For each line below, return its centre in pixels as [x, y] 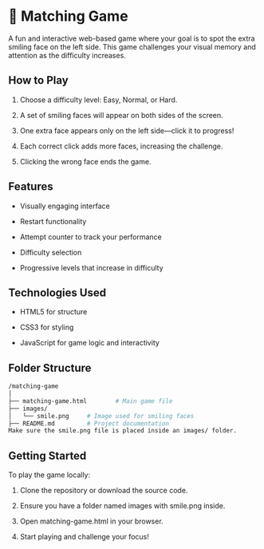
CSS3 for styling [47, 327]
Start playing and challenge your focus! [84, 537]
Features [31, 187]
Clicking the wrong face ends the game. [85, 161]
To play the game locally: [49, 475]
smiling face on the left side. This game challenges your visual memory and [132, 46]
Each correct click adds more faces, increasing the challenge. [121, 146]
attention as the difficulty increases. [67, 55]
